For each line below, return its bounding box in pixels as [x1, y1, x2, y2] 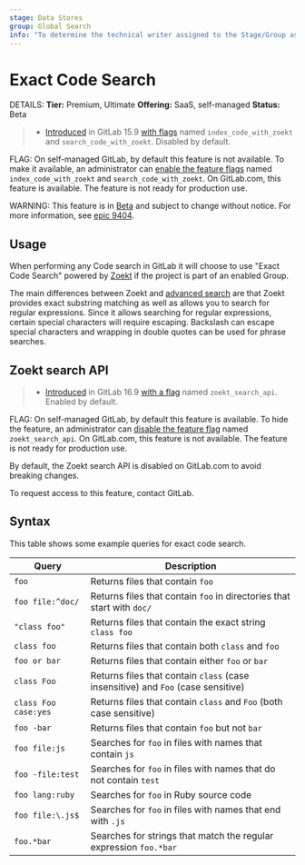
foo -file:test [14, 769, 80, 780]
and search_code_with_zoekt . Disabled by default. [44, 136, 231, 147]
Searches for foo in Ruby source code [90, 788, 252, 800]
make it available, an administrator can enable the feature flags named [9, 164, 272, 174]
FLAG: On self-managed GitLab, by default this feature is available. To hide [9, 413, 289, 424]
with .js [90, 814, 125, 827]
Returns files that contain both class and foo [90, 640, 280, 652]
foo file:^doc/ [14, 596, 80, 607]
